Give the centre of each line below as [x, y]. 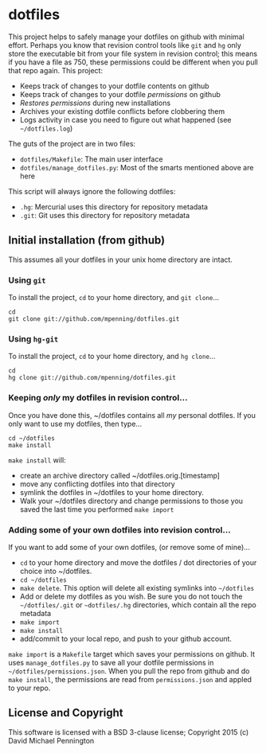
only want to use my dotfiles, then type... [75, 423]
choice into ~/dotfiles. [56, 571]
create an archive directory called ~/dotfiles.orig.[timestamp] [120, 475]
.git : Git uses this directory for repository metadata [105, 215]
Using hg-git [33, 338]
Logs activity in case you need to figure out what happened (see [126, 119]
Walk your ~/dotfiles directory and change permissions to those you [131, 501]
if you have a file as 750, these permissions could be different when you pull [133, 62]
